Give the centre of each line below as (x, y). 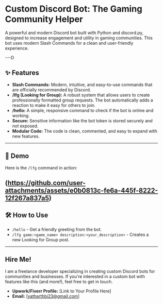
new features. (26, 136)
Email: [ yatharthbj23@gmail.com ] (46, 296)
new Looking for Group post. (41, 239)
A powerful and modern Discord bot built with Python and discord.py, (74, 33)
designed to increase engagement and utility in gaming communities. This (79, 38)
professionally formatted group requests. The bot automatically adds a (82, 100)
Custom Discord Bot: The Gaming (74, 9)
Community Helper (44, 19)
